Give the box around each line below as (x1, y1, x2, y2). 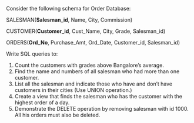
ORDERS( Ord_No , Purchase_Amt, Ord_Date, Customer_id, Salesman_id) (6, 39, 180, 46)
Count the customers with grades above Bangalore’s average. (14, 61, 165, 69)
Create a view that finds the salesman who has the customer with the (14, 93, 182, 100)
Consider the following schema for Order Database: (6, 5, 131, 12)
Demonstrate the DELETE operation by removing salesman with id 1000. (14, 105, 189, 112)
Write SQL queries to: (6, 50, 58, 57)
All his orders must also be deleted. (14, 111, 101, 118)
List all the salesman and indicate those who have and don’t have (14, 80, 172, 87)
